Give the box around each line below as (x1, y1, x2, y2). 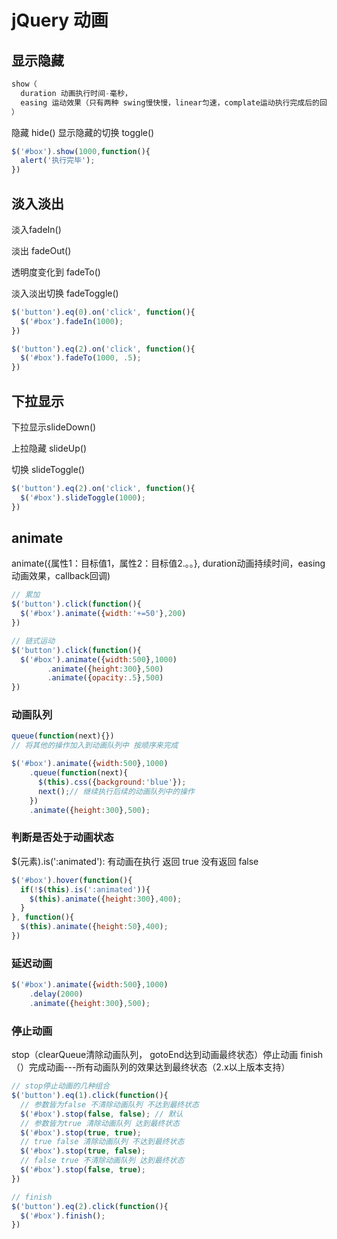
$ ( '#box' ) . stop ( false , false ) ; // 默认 (20, 1109, 184, 1119)
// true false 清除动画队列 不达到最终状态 (20, 1137, 185, 1147)
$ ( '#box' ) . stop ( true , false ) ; (20, 1146, 146, 1156)
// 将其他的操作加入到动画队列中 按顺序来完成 (11, 741, 179, 751)
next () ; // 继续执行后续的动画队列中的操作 (37, 786, 195, 796)
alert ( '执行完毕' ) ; (20, 156, 96, 166)
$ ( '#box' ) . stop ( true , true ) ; (20, 1127, 142, 1138)
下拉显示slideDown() (11, 421, 97, 433)
